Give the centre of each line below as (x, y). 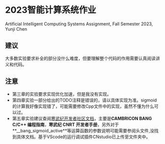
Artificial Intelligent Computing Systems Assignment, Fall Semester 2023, (79, 24)
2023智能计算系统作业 (51, 10)
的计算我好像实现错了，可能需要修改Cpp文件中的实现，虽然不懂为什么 (83, 106)
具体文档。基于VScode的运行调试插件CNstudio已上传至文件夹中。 (83, 137)
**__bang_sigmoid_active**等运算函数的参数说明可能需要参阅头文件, (81, 130)
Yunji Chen (16, 29)
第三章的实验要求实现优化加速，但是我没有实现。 (62, 94)
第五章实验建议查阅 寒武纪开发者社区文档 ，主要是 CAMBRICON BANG (82, 118)
